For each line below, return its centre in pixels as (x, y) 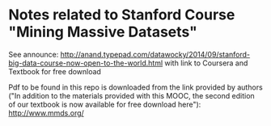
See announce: (34, 54)
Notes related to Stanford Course (122, 15)
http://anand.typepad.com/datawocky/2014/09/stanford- (155, 54)
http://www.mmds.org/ (47, 113)
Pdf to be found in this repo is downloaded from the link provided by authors (135, 87)
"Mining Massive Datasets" (103, 32)
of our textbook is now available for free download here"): (105, 104)
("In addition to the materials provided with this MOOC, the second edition (131, 95)
